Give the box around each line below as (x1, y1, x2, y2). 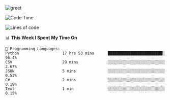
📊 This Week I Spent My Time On (5, 35, 77, 41)
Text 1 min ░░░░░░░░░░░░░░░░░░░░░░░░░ (5, 86, 165, 91)
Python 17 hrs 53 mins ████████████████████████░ (5, 51, 165, 56)
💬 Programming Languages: (5, 46, 60, 51)
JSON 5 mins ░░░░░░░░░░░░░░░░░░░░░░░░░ (5, 69, 165, 74)
